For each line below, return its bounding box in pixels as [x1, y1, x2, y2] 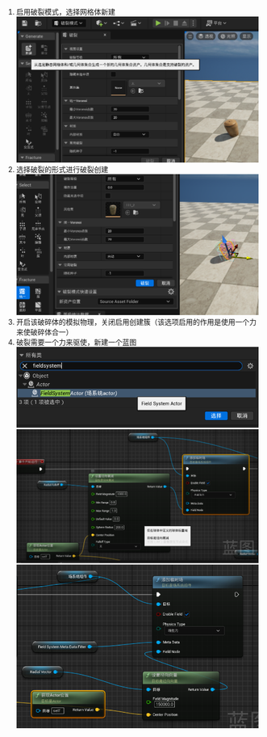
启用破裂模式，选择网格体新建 [15, 7, 115, 16]
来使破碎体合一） [15, 327, 73, 337]
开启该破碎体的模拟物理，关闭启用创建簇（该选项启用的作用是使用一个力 [15, 318, 257, 327]
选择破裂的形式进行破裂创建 [15, 165, 109, 174]
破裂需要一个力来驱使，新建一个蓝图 [15, 338, 137, 347]
